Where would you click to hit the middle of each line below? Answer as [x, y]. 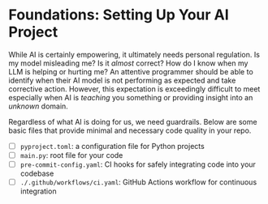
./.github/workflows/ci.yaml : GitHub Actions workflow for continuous [138, 182]
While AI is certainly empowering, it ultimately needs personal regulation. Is [134, 54]
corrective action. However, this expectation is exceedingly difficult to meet [134, 89]
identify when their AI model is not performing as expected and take [122, 80]
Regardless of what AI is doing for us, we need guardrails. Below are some [133, 121]
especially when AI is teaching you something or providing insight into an [131, 97]
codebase [37, 174]
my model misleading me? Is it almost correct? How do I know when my [128, 63]
